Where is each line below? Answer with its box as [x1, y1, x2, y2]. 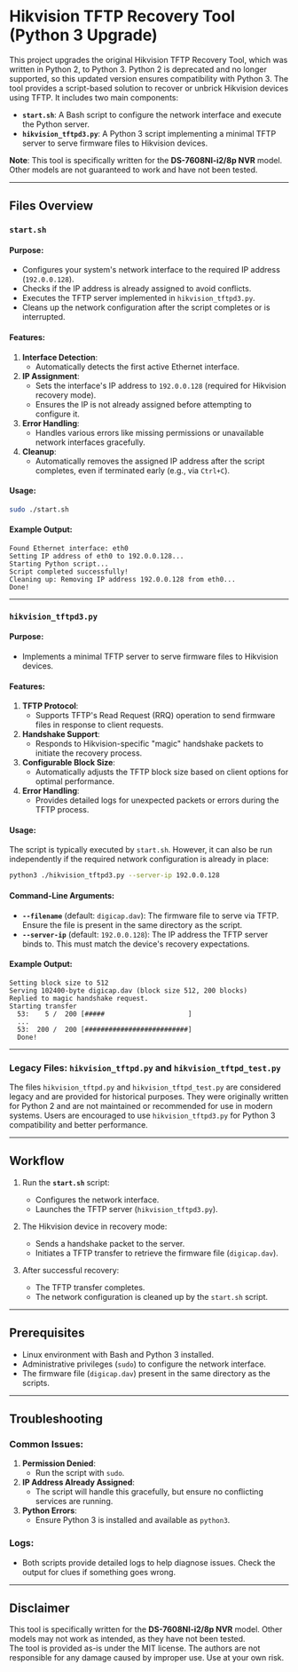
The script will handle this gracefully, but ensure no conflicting [35, 1486, 263, 1497]
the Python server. [21, 118, 90, 130]
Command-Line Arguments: [9, 890, 115, 900]
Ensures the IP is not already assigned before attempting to [35, 399, 252, 409]
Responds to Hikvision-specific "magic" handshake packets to [35, 739, 264, 749]
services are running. [35, 1496, 114, 1507]
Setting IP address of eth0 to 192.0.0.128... [9, 551, 184, 560]
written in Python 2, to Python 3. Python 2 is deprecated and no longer [9, 64, 268, 75]
